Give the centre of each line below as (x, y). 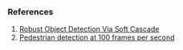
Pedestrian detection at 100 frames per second (97, 37)
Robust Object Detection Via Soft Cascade (89, 29)
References (31, 12)
